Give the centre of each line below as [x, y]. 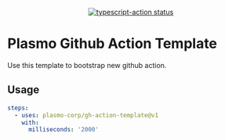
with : [31, 122]
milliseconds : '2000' [64, 130]
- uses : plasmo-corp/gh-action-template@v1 [86, 115]
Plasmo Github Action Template [112, 44]
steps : [18, 108]
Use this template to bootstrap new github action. [87, 65]
